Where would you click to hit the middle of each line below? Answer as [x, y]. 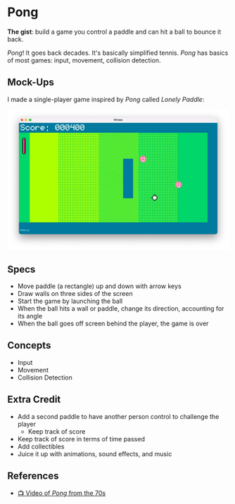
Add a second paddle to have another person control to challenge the [118, 416]
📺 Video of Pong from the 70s [62, 493]
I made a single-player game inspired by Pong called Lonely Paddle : [106, 99]
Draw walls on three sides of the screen [75, 293]
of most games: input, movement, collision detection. [84, 60]
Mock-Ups [31, 83]
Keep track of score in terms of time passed [81, 439]
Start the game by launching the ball [70, 301]
